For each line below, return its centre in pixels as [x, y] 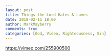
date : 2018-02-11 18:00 [31, 19]
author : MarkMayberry [28, 24]
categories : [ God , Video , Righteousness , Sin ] [56, 34]
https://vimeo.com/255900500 [38, 48]
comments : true [21, 29]
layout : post [19, 10]
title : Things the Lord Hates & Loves [47, 15]
